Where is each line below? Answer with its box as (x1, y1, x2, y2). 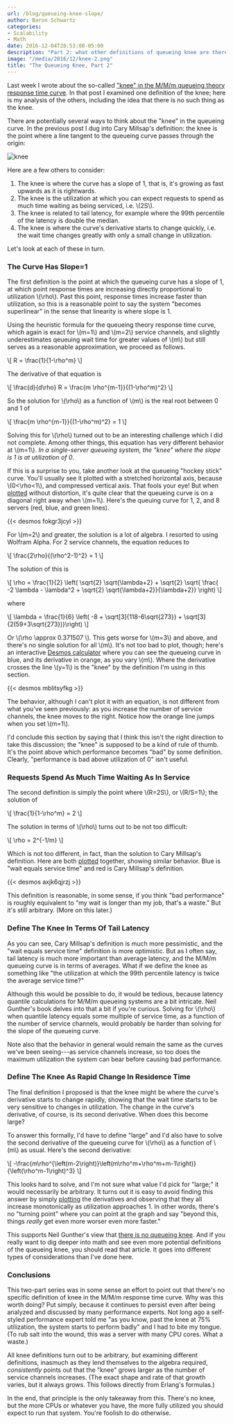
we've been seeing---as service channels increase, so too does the (7, 1047, 201, 1055)
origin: (7, 138, 26, 147)
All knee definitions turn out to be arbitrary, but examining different (7, 1351, 198, 1359)
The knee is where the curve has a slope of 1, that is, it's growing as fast (17, 179, 224, 188)
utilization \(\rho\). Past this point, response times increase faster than (7, 292, 207, 300)
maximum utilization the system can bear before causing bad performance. (7, 1055, 223, 1063)
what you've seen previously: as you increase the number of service (7, 704, 202, 713)
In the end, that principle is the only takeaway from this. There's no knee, (7, 1394, 216, 1402)
